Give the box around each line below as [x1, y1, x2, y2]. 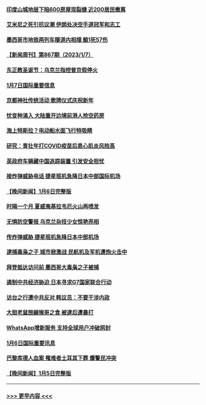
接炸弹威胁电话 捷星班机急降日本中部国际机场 [6, 172, 121, 180]
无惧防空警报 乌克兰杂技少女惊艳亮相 [6, 218, 99, 225]
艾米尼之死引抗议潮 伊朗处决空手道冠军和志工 [6, 21, 121, 28]
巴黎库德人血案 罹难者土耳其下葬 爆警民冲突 [6, 354, 116, 361]
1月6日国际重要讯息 [6, 339, 56, 346]
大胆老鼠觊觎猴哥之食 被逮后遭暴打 [6, 309, 94, 316]
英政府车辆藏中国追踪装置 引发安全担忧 [6, 157, 105, 165]
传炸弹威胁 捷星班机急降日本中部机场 [6, 233, 99, 240]
